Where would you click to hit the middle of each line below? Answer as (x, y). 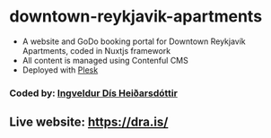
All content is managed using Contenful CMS (105, 60)
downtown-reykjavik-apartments (136, 17)
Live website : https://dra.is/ (89, 122)
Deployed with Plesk (60, 70)
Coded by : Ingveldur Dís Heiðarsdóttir (93, 93)
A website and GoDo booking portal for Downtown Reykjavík (134, 41)
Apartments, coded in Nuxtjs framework (96, 50)
